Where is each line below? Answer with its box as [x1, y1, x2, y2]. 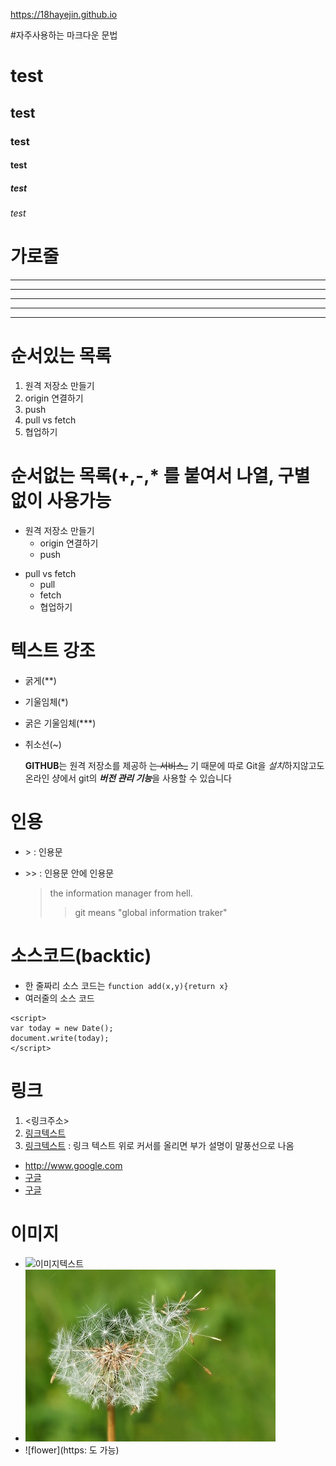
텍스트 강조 [10, 640, 96, 663]
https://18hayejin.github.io [10, 9, 118, 20]
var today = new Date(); [10, 1023, 114, 1033]
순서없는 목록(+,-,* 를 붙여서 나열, [10, 465, 275, 488]
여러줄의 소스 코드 [24, 992, 95, 1004]
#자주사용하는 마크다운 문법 [10, 29, 118, 41]
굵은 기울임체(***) [24, 717, 97, 729]
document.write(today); [10, 1033, 110, 1043]
